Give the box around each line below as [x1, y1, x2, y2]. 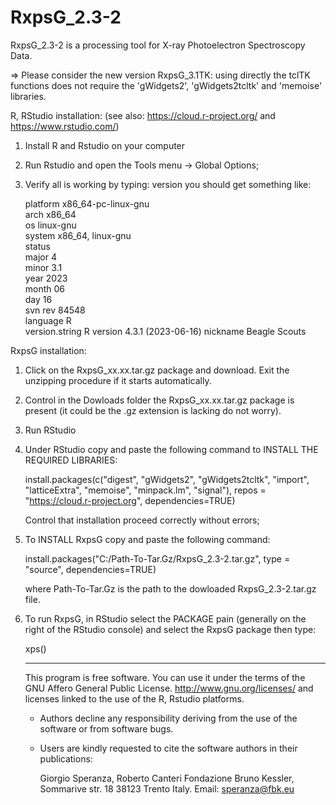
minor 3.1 [24, 261, 63, 273]
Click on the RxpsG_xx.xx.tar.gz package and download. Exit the [24, 364, 290, 376]
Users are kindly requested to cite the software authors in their [39, 742, 298, 754]
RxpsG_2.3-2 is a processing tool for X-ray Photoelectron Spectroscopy [10, 39, 306, 51]
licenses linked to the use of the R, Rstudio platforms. [24, 692, 245, 705]
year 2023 [24, 272, 68, 284]
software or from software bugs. [39, 722, 174, 735]
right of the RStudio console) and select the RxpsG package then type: [24, 623, 317, 635]
